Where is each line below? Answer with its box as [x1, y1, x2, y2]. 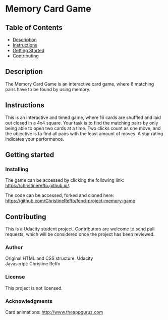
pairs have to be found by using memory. [5, 86, 91, 92]
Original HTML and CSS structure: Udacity [5, 255, 93, 261]
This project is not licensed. [5, 285, 63, 291]
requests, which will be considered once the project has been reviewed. [5, 231, 155, 237]
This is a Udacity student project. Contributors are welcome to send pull [5, 226, 155, 232]
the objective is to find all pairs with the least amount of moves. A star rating [5, 130, 163, 137]
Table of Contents [5, 23, 63, 32]
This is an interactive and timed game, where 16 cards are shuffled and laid [5, 114, 161, 121]
